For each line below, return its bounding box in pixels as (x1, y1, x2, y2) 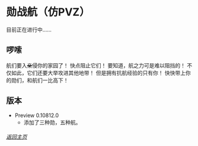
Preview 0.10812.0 (14, 112, 59, 119)
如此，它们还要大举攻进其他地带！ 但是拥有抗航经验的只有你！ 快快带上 (11, 69, 186, 76)
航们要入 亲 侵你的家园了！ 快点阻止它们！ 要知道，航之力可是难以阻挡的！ (6, 61, 186, 69)
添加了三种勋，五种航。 (23, 119, 81, 126)
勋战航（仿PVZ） (6, 5, 90, 19)
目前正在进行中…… (6, 26, 52, 33)
